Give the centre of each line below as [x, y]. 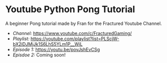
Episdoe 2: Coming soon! [39, 55]
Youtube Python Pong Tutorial [70, 9]
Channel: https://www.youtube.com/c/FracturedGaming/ [72, 33]
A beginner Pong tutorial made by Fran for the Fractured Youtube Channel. [84, 23]
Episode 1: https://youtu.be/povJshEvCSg [56, 49]
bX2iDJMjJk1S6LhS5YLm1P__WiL [47, 44]
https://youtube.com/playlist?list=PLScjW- [75, 39]
